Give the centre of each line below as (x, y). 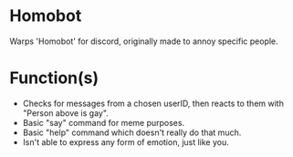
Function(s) (54, 78)
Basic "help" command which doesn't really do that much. (132, 132)
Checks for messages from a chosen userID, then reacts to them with (153, 103)
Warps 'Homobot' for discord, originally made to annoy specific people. (144, 41)
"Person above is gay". (66, 113)
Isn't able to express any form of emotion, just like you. (126, 141)
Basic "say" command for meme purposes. (104, 122)
